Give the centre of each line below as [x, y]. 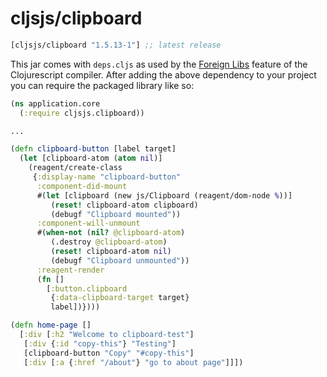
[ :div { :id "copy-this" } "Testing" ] [100, 343]
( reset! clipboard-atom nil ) [111, 252]
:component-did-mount [82, 186]
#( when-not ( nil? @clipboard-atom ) [111, 233]
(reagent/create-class [75, 168]
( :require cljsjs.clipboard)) [82, 113]
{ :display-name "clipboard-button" [107, 177]
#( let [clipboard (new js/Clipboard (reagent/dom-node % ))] [164, 195]
